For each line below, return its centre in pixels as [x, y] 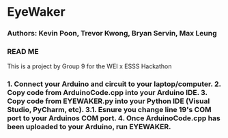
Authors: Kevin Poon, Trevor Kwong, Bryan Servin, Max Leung [112, 33]
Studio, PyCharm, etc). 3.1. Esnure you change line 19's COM [109, 110]
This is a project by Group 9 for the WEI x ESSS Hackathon [89, 66]
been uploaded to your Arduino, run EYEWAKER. [89, 127]
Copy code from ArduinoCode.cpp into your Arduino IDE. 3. [107, 93]
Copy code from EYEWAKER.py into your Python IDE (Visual [109, 101]
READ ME [23, 52]
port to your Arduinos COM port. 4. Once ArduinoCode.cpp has [114, 118]
